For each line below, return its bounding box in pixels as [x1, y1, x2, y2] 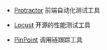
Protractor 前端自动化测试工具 [13, 6, 100, 14]
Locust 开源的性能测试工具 [13, 21, 91, 29]
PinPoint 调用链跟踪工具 [13, 35, 83, 44]
